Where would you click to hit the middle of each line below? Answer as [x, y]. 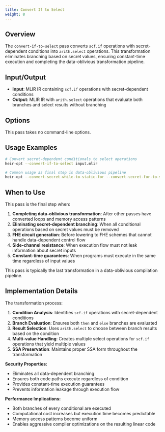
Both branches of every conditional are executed [62, 408]
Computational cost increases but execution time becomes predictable [84, 413]
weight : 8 [15, 14]
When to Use [25, 192]
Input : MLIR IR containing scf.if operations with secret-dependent [80, 89]
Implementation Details [41, 291]
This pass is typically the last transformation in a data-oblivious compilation [82, 270]
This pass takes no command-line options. [48, 132]
